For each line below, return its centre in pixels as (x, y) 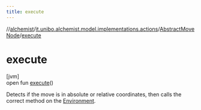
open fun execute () (30, 82)
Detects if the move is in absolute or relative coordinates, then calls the (94, 94)
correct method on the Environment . (51, 100)
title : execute (25, 12)
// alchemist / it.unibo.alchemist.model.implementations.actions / (83, 29)
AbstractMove (177, 29)
